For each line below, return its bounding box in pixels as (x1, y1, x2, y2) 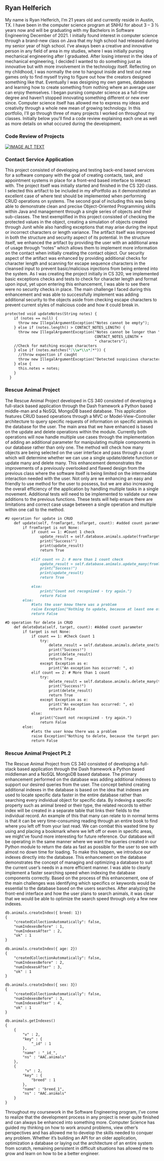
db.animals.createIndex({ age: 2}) (5, 947, 78, 952)
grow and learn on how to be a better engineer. (5, 1151, 100, 1156)
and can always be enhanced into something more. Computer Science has (5, 1120, 155, 1125)
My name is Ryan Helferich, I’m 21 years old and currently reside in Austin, (5, 17, 155, 22)
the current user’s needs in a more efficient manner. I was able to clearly (5, 865, 150, 871)
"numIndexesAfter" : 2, (14, 929, 62, 933)
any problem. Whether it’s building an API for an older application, (5, 1135, 137, 1140)
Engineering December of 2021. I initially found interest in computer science (5, 32, 158, 38)
